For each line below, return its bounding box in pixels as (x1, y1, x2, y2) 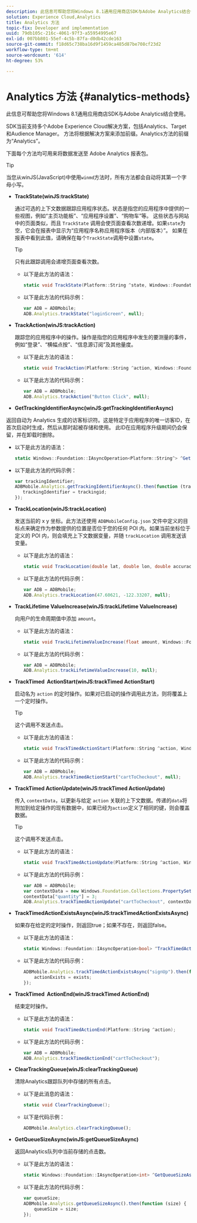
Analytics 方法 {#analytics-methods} (6, 90, 191, 103)
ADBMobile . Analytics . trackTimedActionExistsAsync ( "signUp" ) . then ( (23, 969, 189, 975)
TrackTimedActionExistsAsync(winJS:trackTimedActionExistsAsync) (14, 910, 189, 917)
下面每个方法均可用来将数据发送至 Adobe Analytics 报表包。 (6, 150, 151, 157)
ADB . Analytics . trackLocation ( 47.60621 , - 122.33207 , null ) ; (23, 592, 171, 598)
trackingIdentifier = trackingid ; (22, 489, 107, 495)
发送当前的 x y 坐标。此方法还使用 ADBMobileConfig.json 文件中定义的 (14, 518, 184, 525)
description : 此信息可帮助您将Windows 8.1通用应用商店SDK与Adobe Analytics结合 (6, 8, 191, 15)
